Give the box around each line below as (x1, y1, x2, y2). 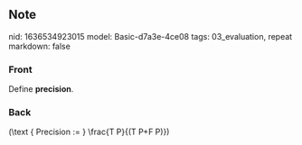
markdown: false (8, 41, 71, 51)
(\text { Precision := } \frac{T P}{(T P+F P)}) (8, 126, 170, 138)
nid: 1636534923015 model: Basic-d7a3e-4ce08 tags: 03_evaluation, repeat (8, 31, 293, 41)
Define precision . (8, 84, 74, 95)
